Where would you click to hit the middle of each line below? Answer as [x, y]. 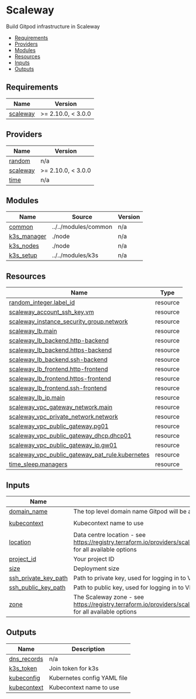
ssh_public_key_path [37, 587]
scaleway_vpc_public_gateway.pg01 [59, 426]
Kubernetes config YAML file [88, 678]
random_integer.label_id [42, 303]
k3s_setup [23, 255]
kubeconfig [25, 678]
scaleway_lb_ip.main [37, 398]
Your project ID [94, 559]
